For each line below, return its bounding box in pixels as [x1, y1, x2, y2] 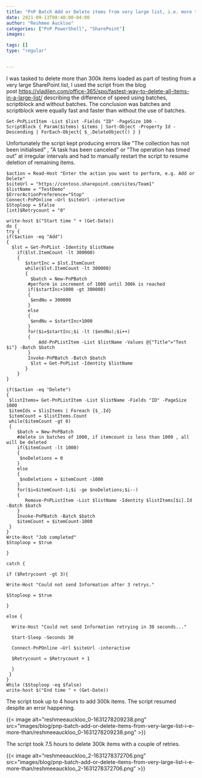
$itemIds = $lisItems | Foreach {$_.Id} [8, 407, 112, 413]
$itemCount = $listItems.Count [8, 413, 87, 419]
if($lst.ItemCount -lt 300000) [17, 249, 96, 256]
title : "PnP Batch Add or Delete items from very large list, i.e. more [6, 8, 192, 15]
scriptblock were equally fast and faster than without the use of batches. [6, 107, 186, 114]
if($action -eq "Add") [6, 233, 63, 240]
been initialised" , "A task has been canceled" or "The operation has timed [6, 146, 191, 153]
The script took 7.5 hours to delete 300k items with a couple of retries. [6, 740, 180, 747]
